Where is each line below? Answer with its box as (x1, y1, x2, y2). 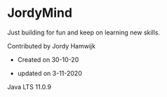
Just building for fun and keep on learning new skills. (7, 28, 160, 37)
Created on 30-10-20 (17, 55, 79, 64)
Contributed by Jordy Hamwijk (7, 41, 96, 50)
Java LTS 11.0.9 (7, 82, 51, 91)
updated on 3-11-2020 (17, 69, 82, 77)
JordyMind (7, 5, 72, 21)
